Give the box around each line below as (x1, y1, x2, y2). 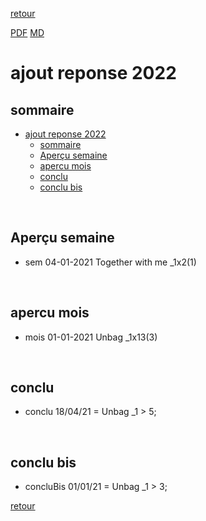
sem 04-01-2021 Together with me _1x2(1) (24, 256, 197, 268)
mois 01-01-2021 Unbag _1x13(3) (24, 331, 158, 343)
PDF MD (10, 27, 45, 38)
